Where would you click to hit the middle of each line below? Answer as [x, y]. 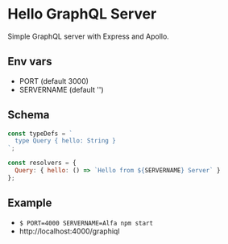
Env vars [30, 62]
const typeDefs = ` [40, 134]
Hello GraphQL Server [82, 14]
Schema [29, 115]
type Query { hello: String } [65, 141]
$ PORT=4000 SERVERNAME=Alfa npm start [86, 223]
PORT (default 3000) [54, 81]
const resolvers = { [42, 163]
